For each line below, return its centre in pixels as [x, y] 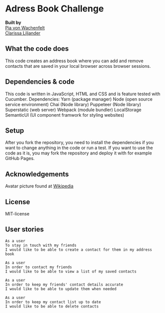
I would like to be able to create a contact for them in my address [79, 250]
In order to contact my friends [39, 267]
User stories [24, 230]
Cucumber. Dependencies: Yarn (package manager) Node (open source [79, 99]
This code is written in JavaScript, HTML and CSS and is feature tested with [83, 94]
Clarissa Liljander [23, 33]
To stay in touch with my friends [41, 245]
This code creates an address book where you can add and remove [74, 61]
